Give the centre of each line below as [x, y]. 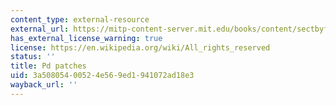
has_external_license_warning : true [86, 38]
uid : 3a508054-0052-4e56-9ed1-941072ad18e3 [102, 76]
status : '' [33, 57]
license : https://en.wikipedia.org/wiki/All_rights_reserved [140, 47]
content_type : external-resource [80, 19]
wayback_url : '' [44, 85]
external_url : [40, 29]
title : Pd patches [48, 66]
